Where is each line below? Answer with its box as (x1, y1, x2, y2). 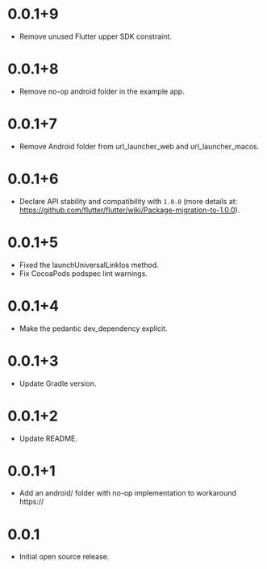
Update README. (19, 433, 78, 443)
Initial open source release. (19, 552, 110, 562)
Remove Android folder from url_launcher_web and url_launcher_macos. (19, 141, 260, 151)
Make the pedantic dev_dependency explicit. (19, 324, 168, 333)
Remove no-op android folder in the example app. (19, 86, 185, 96)
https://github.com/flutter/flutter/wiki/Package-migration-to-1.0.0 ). (19, 205, 240, 215)
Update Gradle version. (19, 379, 97, 388)
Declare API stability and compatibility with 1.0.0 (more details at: (19, 196, 238, 206)
